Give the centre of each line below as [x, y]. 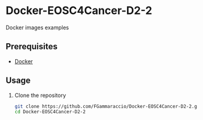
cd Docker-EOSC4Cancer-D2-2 [50, 112]
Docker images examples [37, 27]
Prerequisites [32, 47]
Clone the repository [40, 95]
